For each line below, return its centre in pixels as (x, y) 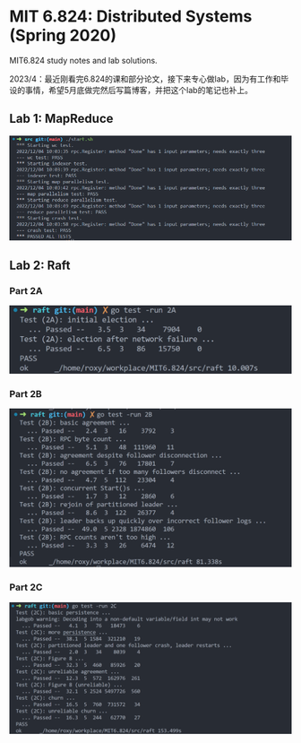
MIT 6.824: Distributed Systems (131, 17)
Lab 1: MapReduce (61, 119)
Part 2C (26, 587)
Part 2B (26, 393)
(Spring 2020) (63, 35)
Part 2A (26, 291)
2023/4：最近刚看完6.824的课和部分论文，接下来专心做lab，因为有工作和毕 (149, 79)
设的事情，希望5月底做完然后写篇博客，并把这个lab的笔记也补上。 (131, 90)
